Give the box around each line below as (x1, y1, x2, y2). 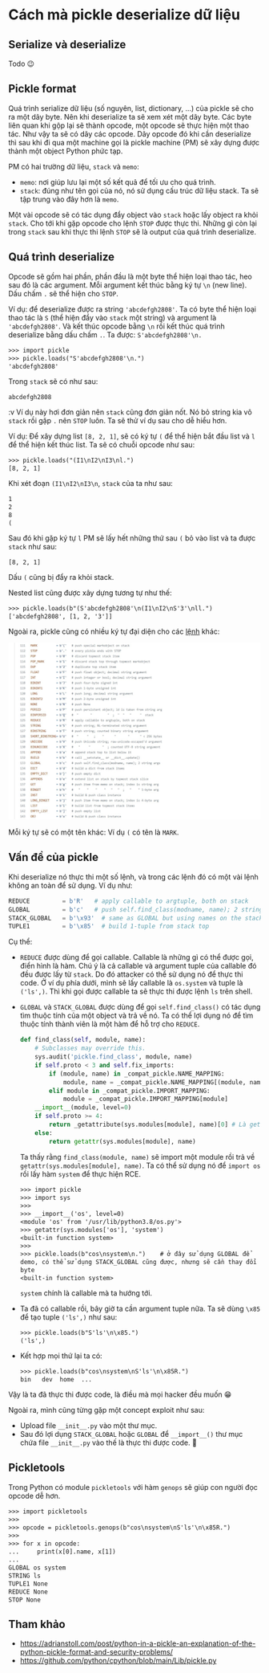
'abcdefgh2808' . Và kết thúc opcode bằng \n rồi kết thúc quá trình (8, 321, 226, 331)
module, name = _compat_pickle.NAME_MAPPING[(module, (62, 1078, 247, 1086)
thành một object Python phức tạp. (8, 146, 123, 156)
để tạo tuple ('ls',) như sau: (19, 1312, 118, 1322)
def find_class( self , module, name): (19, 1036, 147, 1044)
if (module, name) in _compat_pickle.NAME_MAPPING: (49, 1070, 225, 1078)
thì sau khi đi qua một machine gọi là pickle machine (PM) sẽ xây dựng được (8, 137, 260, 147)
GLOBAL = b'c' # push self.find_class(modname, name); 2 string (8, 905, 263, 913)
